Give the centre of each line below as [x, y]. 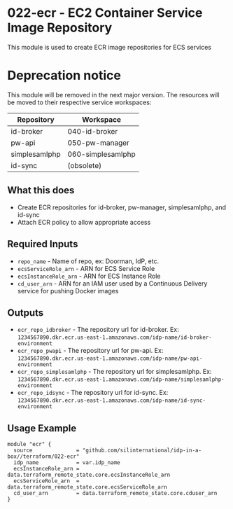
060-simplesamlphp [101, 154]
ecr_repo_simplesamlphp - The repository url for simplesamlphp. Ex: [114, 372]
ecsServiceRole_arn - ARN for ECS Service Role [86, 268]
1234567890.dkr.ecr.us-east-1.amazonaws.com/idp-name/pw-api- [110, 358]
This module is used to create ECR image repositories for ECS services [110, 47]
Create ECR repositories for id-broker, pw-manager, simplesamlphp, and [121, 207]
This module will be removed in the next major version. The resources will [113, 95]
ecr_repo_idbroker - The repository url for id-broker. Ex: [98, 330]
